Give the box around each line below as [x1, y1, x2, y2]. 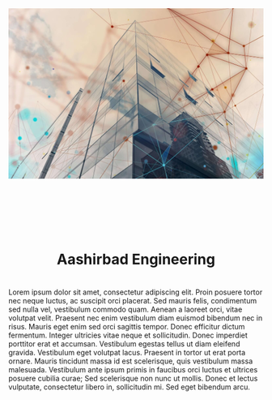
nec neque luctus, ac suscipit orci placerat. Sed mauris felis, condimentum [8, 296, 257, 306]
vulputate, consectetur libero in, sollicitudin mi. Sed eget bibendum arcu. [8, 382, 251, 392]
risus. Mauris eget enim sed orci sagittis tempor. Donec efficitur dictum [8, 322, 245, 332]
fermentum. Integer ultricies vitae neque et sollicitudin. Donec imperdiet [8, 330, 249, 340]
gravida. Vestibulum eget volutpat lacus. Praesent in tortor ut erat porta [8, 348, 246, 358]
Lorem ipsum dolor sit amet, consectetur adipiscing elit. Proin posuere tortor [8, 287, 263, 297]
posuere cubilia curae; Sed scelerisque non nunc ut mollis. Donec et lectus [8, 373, 258, 384]
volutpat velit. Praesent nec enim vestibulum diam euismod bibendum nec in [8, 313, 263, 323]
